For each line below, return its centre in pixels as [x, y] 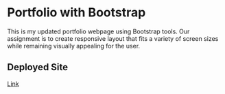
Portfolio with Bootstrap [76, 13]
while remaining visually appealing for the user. [74, 46]
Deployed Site [38, 67]
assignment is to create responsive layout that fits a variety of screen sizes [113, 38]
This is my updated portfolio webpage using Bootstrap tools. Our [98, 31]
